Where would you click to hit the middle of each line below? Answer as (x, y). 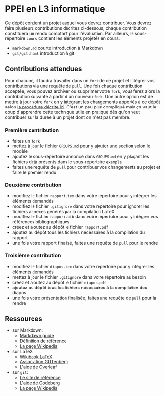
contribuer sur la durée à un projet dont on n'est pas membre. (68, 117)
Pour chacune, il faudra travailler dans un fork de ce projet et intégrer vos (80, 80)
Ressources (24, 319)
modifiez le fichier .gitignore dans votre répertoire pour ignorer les (81, 206)
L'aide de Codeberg (40, 383)
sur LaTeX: (23, 352)
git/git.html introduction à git (43, 53)
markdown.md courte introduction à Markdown (58, 48)
